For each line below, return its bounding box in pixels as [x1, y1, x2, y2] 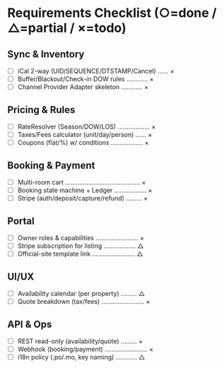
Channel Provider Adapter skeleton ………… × [17, 83, 149, 91]
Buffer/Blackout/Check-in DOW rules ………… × [17, 75, 154, 83]
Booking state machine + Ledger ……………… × [17, 186, 153, 195]
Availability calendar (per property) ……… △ [17, 290, 146, 297]
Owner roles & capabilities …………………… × [17, 234, 145, 242]
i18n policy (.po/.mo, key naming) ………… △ [17, 353, 146, 362]
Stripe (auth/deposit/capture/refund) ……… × [17, 194, 148, 203]
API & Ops [7, 318, 52, 330]
